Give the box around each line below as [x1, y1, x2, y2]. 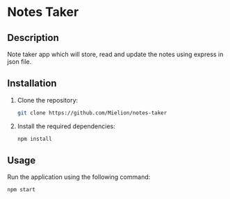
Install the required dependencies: [17, 122, 116, 130]
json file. [7, 58, 32, 66]
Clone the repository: [17, 96, 79, 104]
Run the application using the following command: [7, 173, 151, 181]
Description [7, 32, 59, 44]
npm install [17, 135, 52, 142]
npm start [7, 187, 36, 193]
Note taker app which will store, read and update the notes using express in [7, 50, 224, 58]
